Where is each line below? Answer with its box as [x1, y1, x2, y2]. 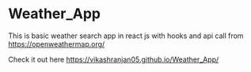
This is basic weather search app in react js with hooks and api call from [8, 31, 244, 40]
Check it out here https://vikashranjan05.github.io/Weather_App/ [8, 55, 219, 64]
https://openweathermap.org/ [8, 39, 105, 48]
